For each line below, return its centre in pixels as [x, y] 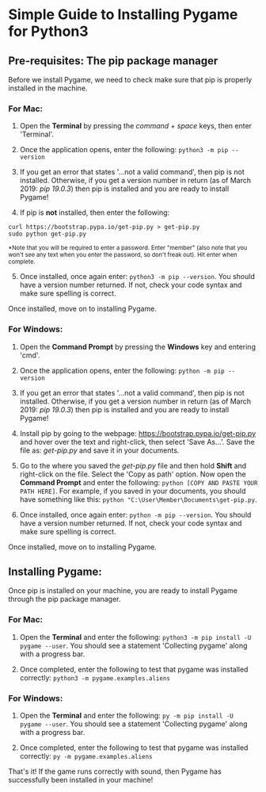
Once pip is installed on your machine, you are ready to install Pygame [123, 591]
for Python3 [48, 31]
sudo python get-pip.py [47, 234]
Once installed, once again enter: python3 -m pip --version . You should [137, 277]
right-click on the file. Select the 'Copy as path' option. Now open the [133, 474]
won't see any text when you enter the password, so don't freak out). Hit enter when [123, 255]
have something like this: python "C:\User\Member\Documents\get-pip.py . [138, 499]
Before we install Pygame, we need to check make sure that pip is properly [130, 80]
